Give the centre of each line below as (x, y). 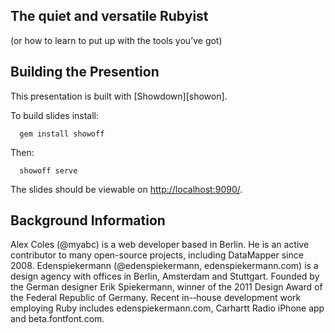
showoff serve (48, 170)
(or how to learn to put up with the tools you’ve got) (116, 40)
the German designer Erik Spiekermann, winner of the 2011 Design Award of (166, 287)
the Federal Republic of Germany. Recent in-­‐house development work (156, 298)
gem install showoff (62, 134)
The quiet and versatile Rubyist (109, 16)
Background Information (88, 220)
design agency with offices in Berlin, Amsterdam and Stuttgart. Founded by (165, 276)
